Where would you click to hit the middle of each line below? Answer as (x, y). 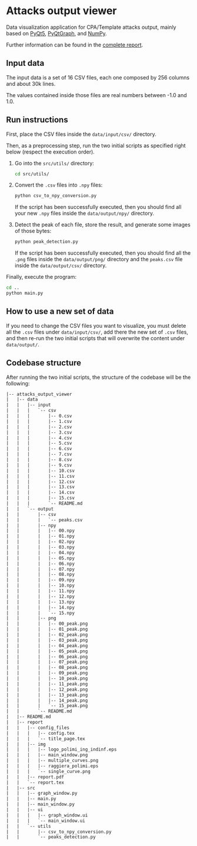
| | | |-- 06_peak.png (47, 657)
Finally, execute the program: (41, 277)
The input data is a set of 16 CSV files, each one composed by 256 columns (98, 77)
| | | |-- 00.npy (41, 531)
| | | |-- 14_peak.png (47, 700)
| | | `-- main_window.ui (46, 821)
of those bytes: (33, 231)
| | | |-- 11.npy (41, 591)
